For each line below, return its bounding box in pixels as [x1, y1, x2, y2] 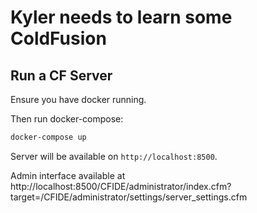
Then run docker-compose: [10, 113, 124, 125]
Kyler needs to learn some [10, 6, 233, 29]
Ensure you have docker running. [10, 94, 147, 105]
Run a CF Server [10, 67, 113, 84]
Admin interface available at [10, 169, 126, 181]
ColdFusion [10, 27, 107, 50]
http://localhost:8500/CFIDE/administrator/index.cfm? [10, 180, 232, 192]
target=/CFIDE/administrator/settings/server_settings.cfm [10, 191, 248, 203]
